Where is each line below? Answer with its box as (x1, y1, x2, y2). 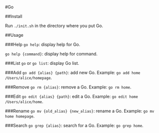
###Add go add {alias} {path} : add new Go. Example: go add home (5, 70, 141, 75)
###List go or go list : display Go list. (5, 60, 79, 66)
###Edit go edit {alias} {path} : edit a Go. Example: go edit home (5, 94, 138, 99)
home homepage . (5, 113, 35, 119)
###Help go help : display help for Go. (5, 42, 80, 47)
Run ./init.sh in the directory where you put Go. (5, 23, 103, 29)
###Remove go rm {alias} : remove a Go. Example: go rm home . (5, 84, 132, 90)
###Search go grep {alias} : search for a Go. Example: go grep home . (5, 123, 144, 128)
